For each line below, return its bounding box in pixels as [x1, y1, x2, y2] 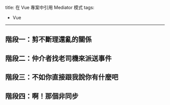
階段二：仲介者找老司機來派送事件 [5, 54, 112, 62]
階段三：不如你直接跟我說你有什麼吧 [5, 73, 118, 82]
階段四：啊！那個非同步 [5, 92, 78, 100]
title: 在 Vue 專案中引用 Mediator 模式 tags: [5, 5, 95, 10]
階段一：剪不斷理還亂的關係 [5, 35, 92, 44]
